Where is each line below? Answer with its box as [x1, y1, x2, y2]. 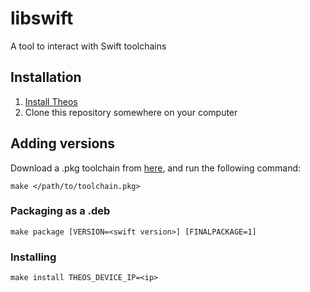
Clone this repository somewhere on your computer [24, 106, 238, 118]
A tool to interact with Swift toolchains [10, 40, 167, 52]
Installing [10, 250, 57, 264]
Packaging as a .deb [10, 204, 111, 218]
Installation [10, 69, 82, 86]
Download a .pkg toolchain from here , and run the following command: [10, 162, 302, 174]
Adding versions [10, 135, 116, 152]
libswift [10, 7, 74, 30]
